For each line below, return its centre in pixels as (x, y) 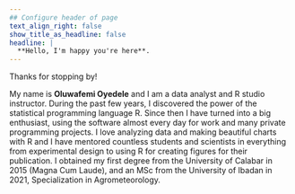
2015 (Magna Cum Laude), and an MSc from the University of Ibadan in (141, 171)
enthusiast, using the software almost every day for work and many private (147, 123)
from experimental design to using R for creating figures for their (129, 151)
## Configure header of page (64, 18)
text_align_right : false (56, 26)
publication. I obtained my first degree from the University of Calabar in (141, 161)
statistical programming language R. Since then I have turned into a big (140, 113)
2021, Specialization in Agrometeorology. (85, 180)
